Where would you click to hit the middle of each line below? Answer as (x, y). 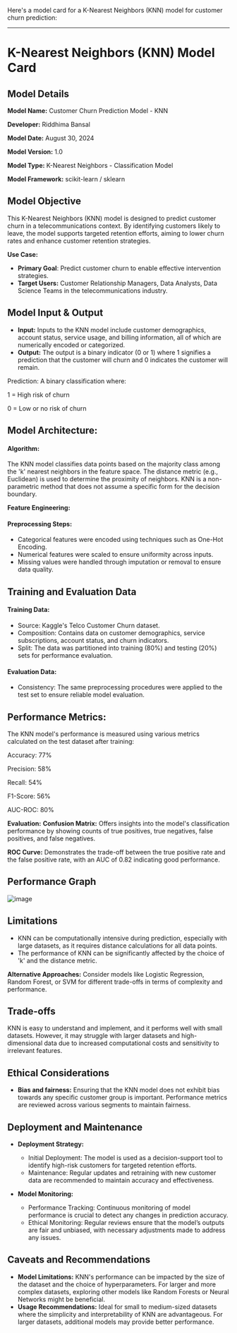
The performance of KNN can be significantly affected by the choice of (121, 953)
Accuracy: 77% (30, 755)
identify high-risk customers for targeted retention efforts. (113, 1165)
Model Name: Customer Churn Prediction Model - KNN (87, 111)
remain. (29, 367)
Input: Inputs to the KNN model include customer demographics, (112, 330)
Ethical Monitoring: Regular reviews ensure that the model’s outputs (126, 1223)
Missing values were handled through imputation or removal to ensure (119, 562)
